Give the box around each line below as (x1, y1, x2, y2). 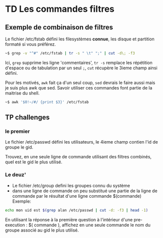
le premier (5, 128, 30, 135)
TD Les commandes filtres (5, 3, 114, 15)
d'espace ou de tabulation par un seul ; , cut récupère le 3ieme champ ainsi (5, 65, 158, 71)
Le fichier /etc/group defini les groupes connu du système (12, 182, 130, 188)
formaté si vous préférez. (5, 41, 56, 47)
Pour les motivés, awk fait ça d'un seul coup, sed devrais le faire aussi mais (5, 80, 156, 86)
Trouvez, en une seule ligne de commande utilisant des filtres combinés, (5, 154, 152, 160)
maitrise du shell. (5, 90, 40, 96)
